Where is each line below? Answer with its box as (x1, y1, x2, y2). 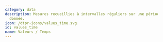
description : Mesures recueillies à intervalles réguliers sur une (5, 12, 145, 16)
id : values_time (5, 25, 38, 30)
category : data (5, 7, 36, 12)
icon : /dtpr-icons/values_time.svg (5, 20, 77, 26)
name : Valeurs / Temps (5, 29, 51, 34)
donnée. (9, 16, 25, 21)
